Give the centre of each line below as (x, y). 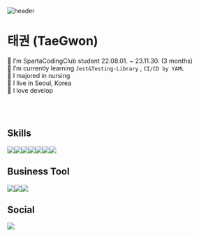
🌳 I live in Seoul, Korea (39, 83)
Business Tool (38, 172)
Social (21, 209)
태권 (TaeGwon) (53, 41)
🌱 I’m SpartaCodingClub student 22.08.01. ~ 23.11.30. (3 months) (100, 61)
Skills (19, 133)
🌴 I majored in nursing (39, 75)
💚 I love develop (30, 90)
